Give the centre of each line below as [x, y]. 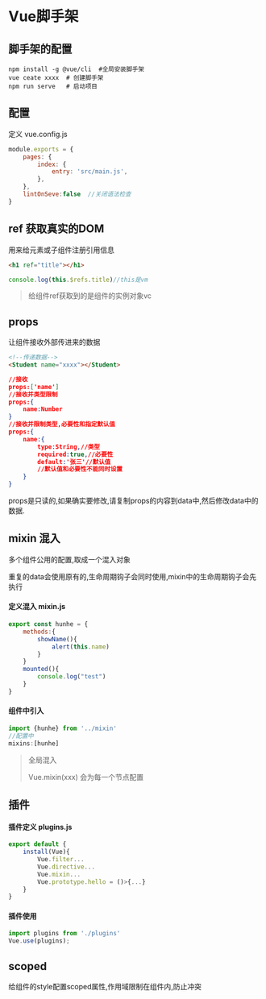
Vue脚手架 [44, 17]
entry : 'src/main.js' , [89, 172]
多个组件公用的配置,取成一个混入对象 [70, 559]
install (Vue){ [46, 852]
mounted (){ [41, 669]
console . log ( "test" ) [72, 677]
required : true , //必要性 [75, 454]
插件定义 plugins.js [40, 827]
